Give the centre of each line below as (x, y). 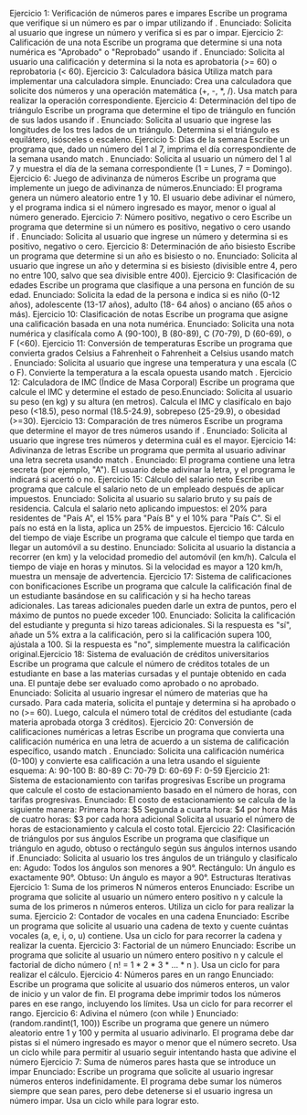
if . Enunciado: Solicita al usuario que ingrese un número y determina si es (149, 236)
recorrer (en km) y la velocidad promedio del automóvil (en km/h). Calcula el (153, 557)
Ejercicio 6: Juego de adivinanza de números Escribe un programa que (143, 178)
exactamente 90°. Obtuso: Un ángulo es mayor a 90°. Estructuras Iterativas (150, 877)
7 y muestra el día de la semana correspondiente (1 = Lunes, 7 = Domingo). (151, 169)
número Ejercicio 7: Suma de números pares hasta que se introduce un (143, 1062)
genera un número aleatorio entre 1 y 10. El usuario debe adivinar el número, (153, 197)
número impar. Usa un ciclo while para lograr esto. (104, 1101)
